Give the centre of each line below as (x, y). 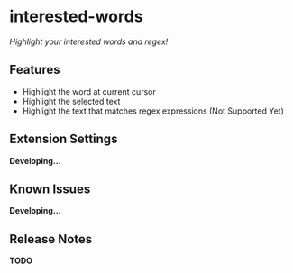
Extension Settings (64, 139)
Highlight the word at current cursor (89, 91)
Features (35, 70)
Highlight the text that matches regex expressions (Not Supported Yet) (153, 111)
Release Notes (51, 239)
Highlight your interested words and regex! (89, 41)
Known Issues (50, 189)
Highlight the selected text (71, 101)
